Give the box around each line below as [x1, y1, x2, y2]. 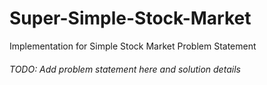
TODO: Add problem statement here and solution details [9, 63, 241, 75]
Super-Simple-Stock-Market [9, 7, 252, 30]
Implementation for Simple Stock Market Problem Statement [9, 40, 257, 52]
